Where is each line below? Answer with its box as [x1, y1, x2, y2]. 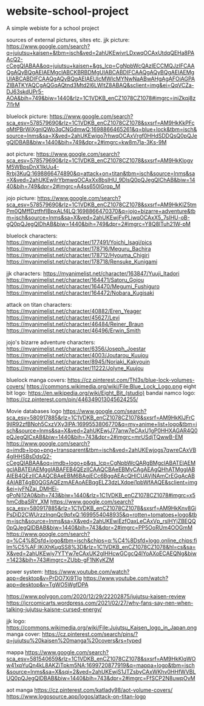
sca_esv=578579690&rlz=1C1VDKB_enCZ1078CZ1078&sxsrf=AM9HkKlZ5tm [6, 201, 197, 208]
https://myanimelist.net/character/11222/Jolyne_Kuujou [6, 364, 144, 372]
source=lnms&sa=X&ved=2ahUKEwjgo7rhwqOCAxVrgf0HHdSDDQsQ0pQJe [6, 132, 197, 139]
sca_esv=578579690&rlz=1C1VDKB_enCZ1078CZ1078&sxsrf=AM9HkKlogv [6, 156, 193, 164]
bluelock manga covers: [6, 376, 67, 383]
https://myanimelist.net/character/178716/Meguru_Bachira [6, 245, 151, 252]
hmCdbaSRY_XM [6, 498, 49, 505]
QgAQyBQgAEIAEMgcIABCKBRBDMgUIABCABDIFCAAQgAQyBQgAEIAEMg [6, 68, 195, 75]
